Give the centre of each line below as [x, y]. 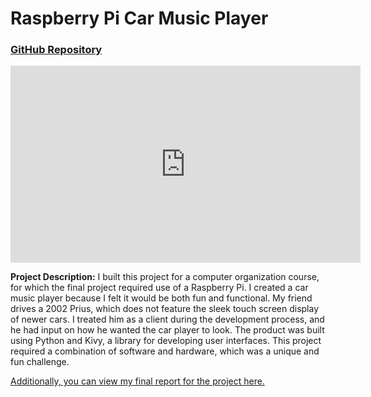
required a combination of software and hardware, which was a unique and [165, 351]
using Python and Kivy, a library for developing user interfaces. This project [166, 341]
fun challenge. [40, 362]
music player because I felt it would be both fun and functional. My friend [161, 298]
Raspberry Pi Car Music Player [139, 18]
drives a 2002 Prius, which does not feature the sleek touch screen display [165, 309]
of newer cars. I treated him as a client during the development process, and [167, 319]
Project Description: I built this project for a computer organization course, [165, 277]
